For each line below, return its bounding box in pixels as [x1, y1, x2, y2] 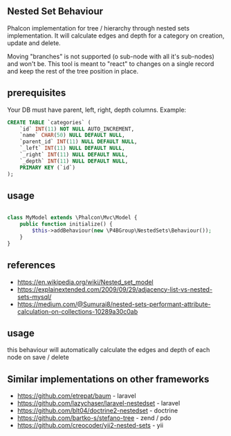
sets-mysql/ [17, 292, 52, 301]
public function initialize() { [19, 221, 113, 228]
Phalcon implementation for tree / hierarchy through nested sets [7, 24, 190, 32]
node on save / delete [7, 353, 69, 362]
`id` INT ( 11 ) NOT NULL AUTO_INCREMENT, [19, 125, 135, 133]
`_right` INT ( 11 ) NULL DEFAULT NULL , [19, 151, 129, 158]
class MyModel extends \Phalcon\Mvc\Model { [7, 215, 138, 221]
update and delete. [7, 38, 61, 47]
